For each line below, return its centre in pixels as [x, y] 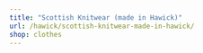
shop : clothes [36, 34]
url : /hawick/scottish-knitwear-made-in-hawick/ [102, 26]
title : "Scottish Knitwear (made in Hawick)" [96, 18]
